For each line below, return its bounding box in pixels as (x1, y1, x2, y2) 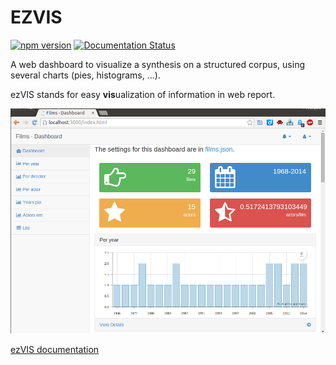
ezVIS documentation (10, 344, 100, 356)
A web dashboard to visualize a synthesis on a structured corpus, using (10, 58, 306, 70)
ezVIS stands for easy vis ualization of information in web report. (10, 88, 276, 100)
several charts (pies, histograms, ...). (10, 69, 161, 81)
